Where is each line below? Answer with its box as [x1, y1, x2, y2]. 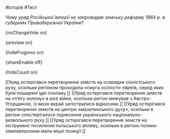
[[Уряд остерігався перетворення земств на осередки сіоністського [5, 79, 156, 85]
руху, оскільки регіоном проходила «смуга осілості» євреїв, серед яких [5, 84, 164, 90]
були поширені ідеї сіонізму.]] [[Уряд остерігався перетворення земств [5, 90, 162, 96]
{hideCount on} [5, 69, 38, 75]
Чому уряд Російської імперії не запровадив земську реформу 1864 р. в [5, 14, 165, 20]
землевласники [5, 128, 40, 134]
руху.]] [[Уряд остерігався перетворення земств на [34, 117, 147, 123]
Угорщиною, [5, 101, 32, 107]
